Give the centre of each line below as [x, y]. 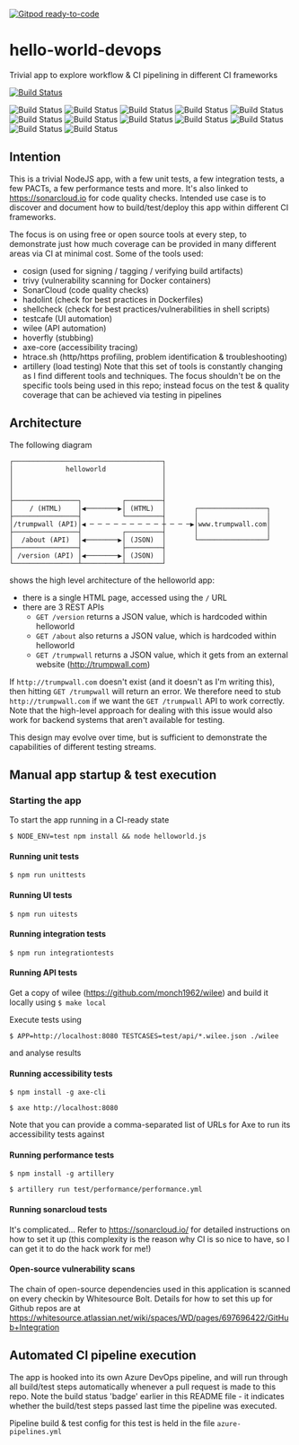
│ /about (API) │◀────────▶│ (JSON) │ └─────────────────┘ [140, 540]
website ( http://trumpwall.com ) [93, 664]
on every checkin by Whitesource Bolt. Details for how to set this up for [141, 1299]
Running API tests [44, 973]
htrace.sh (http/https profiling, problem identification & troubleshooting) [154, 357]
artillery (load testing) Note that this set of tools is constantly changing [153, 366]
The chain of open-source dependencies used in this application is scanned [150, 1289]
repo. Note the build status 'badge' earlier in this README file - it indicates [147, 1396]
